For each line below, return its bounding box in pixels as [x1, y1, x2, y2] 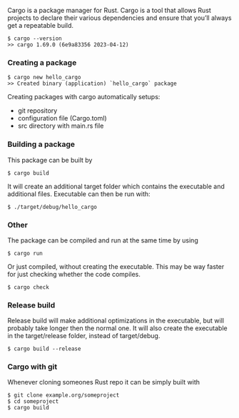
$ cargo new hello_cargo [7, 74, 81, 81]
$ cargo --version [7, 35, 62, 42]
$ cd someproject [7, 398, 59, 405]
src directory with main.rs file [17, 121, 104, 131]
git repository [17, 106, 58, 115]
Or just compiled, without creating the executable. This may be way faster [7, 262, 225, 270]
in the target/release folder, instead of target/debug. [7, 332, 161, 340]
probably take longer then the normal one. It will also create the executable [7, 324, 228, 332]
